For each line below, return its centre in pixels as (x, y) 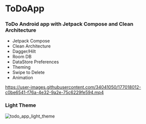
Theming (21, 67)
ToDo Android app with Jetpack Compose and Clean (69, 24)
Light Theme (21, 105)
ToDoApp (25, 9)
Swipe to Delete (28, 73)
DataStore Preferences (36, 62)
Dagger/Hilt (24, 51)
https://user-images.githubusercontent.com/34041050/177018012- (73, 87)
